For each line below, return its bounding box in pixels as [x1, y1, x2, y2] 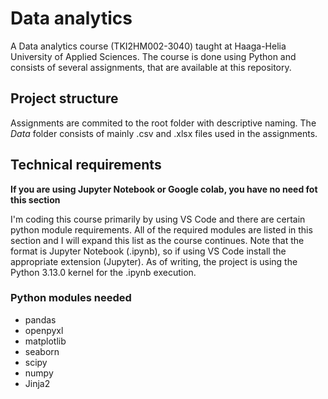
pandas [24, 313, 57, 326]
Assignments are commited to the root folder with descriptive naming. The [10, 117, 317, 129]
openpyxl [24, 324, 64, 336]
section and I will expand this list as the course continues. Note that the [10, 234, 305, 246]
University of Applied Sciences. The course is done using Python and [10, 50, 297, 62]
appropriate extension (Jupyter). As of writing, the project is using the [10, 255, 298, 267]
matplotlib [24, 335, 67, 347]
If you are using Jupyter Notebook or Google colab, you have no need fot [10, 183, 318, 195]
